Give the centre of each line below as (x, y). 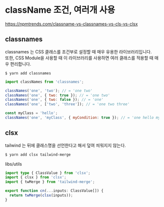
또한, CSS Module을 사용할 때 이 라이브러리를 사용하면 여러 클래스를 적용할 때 (79, 58)
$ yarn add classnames (28, 73)
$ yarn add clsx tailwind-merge (38, 155)
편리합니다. (21, 64)
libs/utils (13, 164)
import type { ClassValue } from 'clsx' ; (48, 173)
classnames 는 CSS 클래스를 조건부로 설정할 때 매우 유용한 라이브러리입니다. (79, 51)
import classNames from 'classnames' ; (44, 82)
